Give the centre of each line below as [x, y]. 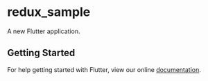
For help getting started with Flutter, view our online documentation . [104, 69]
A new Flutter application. [44, 31]
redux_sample [49, 12]
